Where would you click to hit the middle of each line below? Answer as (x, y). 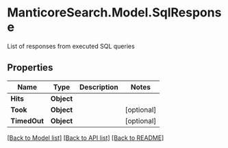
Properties (30, 67)
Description (99, 87)
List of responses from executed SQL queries (71, 46)
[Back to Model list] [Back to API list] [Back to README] (86, 138)
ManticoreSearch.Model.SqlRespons (114, 13)
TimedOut (27, 121)
